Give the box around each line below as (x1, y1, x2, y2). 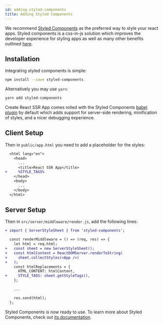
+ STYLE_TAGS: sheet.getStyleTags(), (5, 273, 91, 279)
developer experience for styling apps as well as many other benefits (5, 35, 144, 42)
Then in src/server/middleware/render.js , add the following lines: (5, 218, 138, 225)
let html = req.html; (14, 241, 57, 247)
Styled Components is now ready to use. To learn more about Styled (5, 309, 142, 315)
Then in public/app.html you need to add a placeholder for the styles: (5, 142, 145, 148)
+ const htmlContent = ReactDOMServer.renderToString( (5, 250, 123, 256)
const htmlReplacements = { (14, 264, 71, 269)
